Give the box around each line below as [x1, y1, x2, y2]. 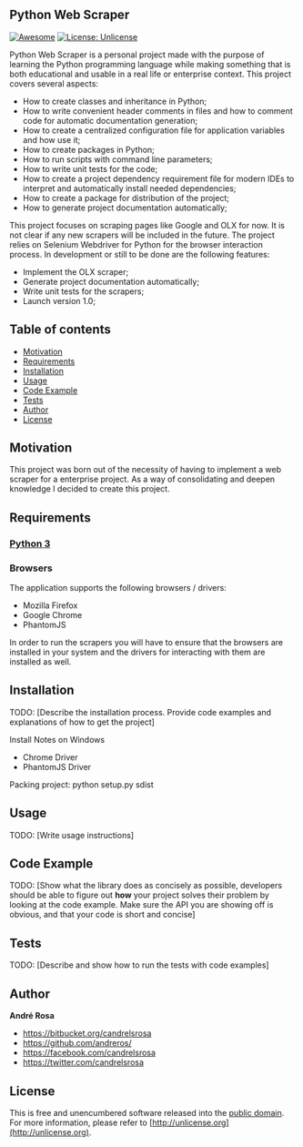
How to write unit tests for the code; [22, 163, 158, 174]
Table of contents [9, 322, 111, 338]
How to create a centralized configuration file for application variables [22, 125, 285, 136]
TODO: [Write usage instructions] [9, 829, 135, 840]
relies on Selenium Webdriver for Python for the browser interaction [9, 239, 264, 249]
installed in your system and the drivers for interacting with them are [9, 646, 266, 658]
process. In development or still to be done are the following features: [9, 249, 270, 259]
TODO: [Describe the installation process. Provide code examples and [9, 706, 271, 717]
